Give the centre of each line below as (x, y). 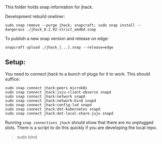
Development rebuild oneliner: (35, 16)
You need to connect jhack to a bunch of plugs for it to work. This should (78, 74)
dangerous (15, 30)
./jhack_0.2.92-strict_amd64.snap (61, 30)
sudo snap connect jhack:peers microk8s (46, 88)
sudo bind (27, 137)
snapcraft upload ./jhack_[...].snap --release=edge (59, 48)
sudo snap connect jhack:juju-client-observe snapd (58, 92)
